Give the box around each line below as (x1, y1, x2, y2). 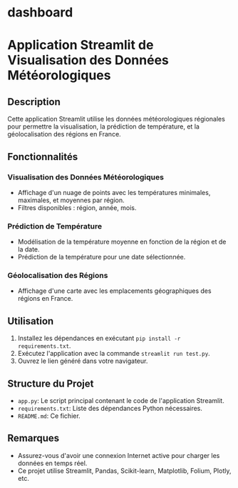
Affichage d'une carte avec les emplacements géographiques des (17, 287, 212, 295)
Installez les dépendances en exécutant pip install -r (17, 334, 181, 343)
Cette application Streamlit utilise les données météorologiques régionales (7, 115, 226, 124)
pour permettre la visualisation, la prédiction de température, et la (7, 122, 200, 131)
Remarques (7, 432, 60, 444)
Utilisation (7, 315, 54, 327)
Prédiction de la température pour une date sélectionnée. (17, 253, 186, 262)
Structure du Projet (7, 377, 94, 389)
